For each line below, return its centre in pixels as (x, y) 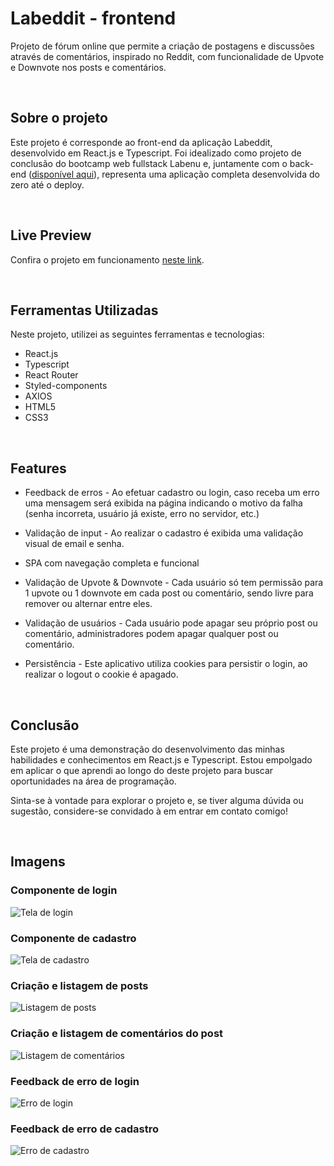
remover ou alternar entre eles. (88, 604)
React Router (51, 375)
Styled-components (66, 386)
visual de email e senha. (74, 544)
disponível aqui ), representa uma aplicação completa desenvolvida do (175, 174)
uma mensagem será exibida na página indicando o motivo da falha (163, 503)
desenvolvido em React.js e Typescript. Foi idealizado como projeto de (156, 153)
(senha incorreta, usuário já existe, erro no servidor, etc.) (142, 514)
